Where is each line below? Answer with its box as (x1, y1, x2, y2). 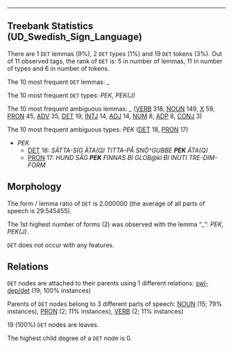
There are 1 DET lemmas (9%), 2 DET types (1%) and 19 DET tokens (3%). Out (7, 49, 223, 57)
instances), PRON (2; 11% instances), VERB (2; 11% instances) (7, 307, 184, 316)
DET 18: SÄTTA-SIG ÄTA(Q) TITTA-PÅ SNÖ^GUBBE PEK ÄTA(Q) (27, 146, 208, 154)
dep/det (7, 287, 30, 295)
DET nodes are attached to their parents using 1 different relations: (7, 279, 194, 287)
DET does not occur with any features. (7, 240, 114, 249)
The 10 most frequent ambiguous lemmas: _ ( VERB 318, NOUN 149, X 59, (7, 105, 215, 113)
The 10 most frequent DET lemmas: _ (7, 78, 110, 86)
